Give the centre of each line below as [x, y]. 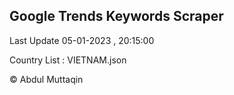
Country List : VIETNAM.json [68, 60]
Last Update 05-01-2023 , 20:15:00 [82, 40]
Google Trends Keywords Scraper [116, 16]
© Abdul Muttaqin [46, 79]
